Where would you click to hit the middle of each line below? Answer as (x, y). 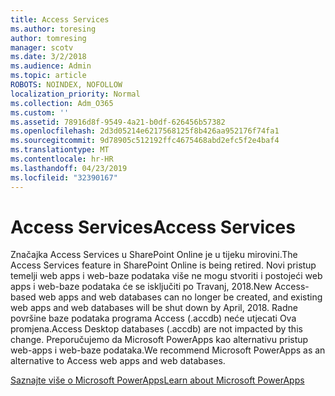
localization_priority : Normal (75, 94)
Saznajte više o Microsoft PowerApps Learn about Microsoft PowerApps (157, 380)
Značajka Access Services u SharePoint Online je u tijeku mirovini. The (154, 255)
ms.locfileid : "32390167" (64, 177)
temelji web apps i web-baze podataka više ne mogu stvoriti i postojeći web (166, 276)
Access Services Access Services (153, 227)
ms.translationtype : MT (60, 150)
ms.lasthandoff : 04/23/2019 (69, 168)
